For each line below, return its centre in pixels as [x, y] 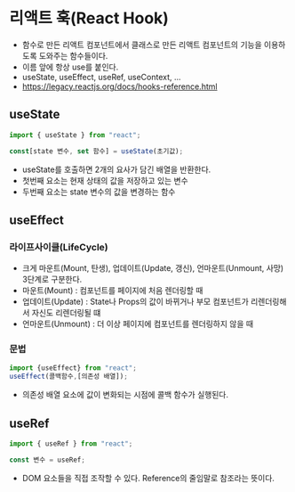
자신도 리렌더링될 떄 [66, 313]
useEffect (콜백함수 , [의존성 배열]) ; [69, 377]
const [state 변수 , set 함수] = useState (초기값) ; [96, 151]
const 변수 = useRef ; [48, 460]
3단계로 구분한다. [52, 279]
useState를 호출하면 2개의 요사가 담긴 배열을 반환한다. [116, 169]
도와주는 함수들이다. [73, 55]
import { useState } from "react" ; [75, 135]
